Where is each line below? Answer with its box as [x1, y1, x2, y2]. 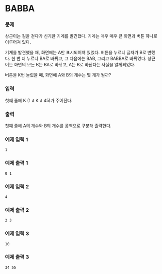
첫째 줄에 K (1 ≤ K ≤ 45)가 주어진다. [5, 97, 73, 103]
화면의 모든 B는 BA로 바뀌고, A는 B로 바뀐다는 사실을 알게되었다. [14, 62, 136, 68]
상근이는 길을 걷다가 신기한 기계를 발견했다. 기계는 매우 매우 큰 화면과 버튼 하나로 [5, 33, 158, 39]
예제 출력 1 [5, 160, 28, 166]
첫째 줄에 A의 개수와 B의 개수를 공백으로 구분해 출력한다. [5, 123, 112, 129]
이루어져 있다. [5, 39, 32, 45]
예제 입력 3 [5, 230, 29, 237]
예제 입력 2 [5, 183, 29, 190]
